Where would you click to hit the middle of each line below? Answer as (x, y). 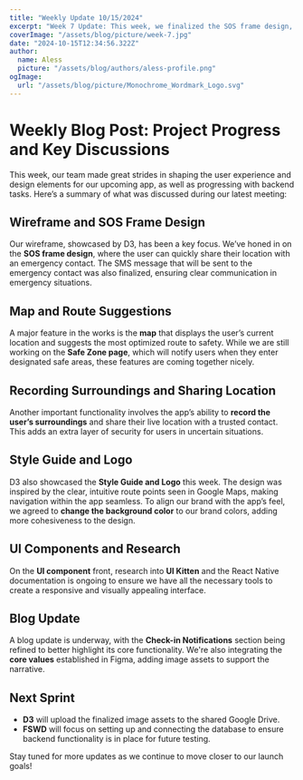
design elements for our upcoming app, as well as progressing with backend (152, 184)
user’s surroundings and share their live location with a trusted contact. (144, 422)
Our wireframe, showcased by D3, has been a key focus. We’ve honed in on (151, 244)
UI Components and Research (95, 549)
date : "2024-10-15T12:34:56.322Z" (75, 43)
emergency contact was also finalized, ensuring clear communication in (143, 273)
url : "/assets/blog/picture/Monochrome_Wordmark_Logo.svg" (131, 85)
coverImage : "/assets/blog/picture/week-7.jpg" (101, 34)
